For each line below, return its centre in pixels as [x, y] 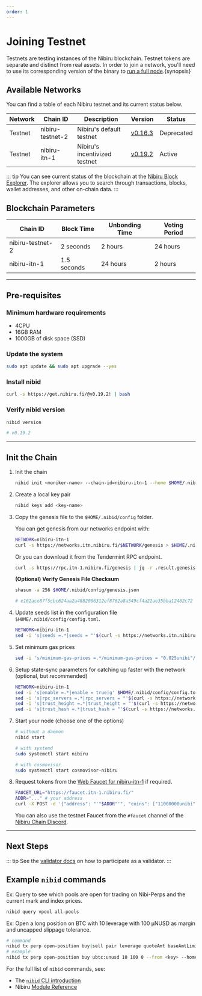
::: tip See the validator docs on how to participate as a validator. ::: [89, 861]
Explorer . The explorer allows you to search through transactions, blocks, [97, 183]
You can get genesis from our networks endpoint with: [82, 528]
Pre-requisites [34, 295]
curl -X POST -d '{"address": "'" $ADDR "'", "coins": [82, 804]
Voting [173, 225]
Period [173, 233]
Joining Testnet [46, 41]
